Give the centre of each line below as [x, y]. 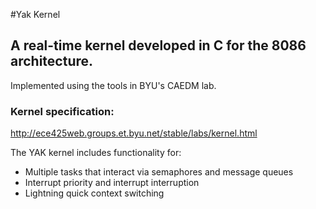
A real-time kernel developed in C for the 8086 [158, 45]
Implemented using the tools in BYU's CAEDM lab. [113, 85]
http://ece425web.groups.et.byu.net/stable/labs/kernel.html [134, 133]
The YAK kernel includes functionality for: [96, 153]
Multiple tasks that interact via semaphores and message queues [159, 172]
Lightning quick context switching [94, 193]
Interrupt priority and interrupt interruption [112, 183]
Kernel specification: [62, 111]
